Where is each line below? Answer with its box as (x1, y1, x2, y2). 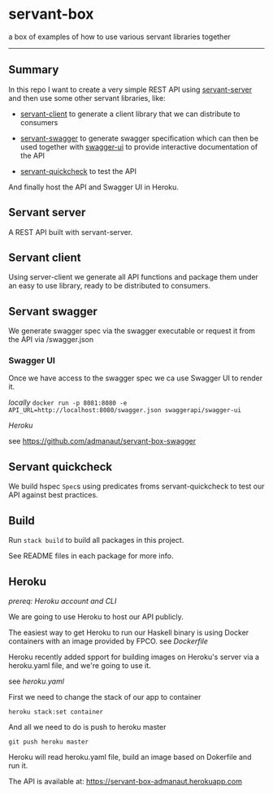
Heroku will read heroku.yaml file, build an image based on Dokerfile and (8, 752, 252, 761)
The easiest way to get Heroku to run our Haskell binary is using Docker (8, 627, 249, 637)
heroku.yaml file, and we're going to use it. (8, 660, 152, 670)
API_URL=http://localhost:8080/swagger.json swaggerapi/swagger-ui (8, 406, 242, 414)
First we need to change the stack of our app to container (8, 692, 201, 701)
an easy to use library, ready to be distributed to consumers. (8, 281, 211, 291)
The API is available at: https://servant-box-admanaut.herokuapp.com (8, 776, 242, 786)
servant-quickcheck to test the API (19, 166, 136, 176)
